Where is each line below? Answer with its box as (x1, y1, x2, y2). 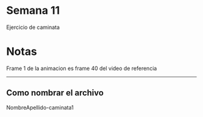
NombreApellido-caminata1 (6, 104, 74, 111)
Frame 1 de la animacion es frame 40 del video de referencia (6, 65, 157, 72)
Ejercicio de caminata (6, 24, 60, 31)
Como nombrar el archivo (6, 88, 104, 98)
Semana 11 (6, 4, 60, 17)
